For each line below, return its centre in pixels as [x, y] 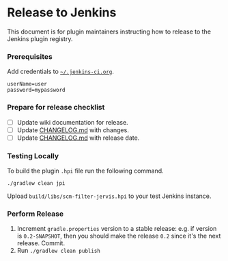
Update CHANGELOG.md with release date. [78, 138]
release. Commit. [41, 243]
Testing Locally [33, 156]
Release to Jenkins [62, 13]
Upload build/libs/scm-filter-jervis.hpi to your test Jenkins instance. [109, 196]
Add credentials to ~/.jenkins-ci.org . [61, 72]
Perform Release [35, 214]
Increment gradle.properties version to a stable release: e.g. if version [117, 229]
